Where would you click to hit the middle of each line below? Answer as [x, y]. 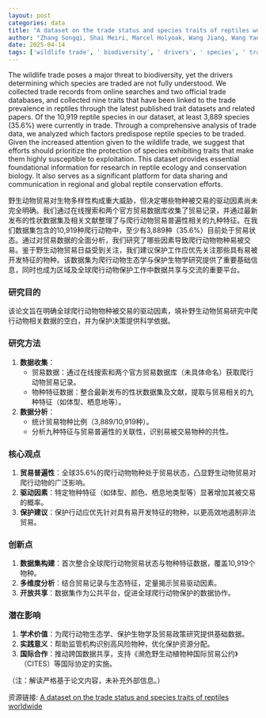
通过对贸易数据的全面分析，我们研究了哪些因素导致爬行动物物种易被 [133, 240]
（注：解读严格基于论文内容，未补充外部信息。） [86, 681]
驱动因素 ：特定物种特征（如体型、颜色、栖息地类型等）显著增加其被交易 [137, 492]
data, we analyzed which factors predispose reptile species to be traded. [127, 134]
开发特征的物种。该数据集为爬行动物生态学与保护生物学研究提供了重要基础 [129, 260]
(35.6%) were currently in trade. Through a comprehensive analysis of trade [133, 125]
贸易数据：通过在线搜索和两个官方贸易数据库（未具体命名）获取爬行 [142, 372]
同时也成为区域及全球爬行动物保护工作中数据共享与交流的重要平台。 [133, 270]
